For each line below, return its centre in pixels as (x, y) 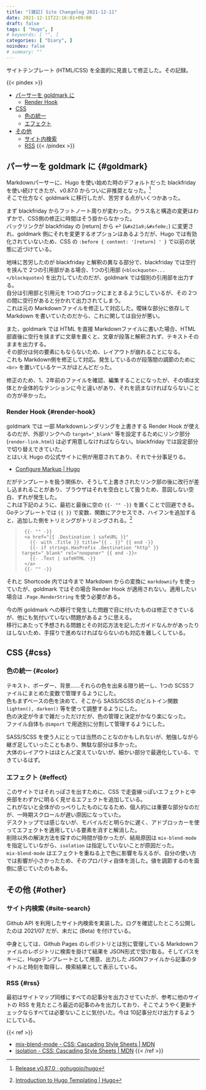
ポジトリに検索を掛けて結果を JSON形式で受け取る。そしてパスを (116, 951)
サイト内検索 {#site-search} (48, 909)
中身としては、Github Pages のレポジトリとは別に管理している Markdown (100, 943)
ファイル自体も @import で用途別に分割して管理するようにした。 (87, 723)
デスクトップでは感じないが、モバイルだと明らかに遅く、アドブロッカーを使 (103, 823)
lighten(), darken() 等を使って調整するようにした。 (74, 708)
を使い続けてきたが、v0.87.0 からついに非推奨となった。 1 (79, 189)
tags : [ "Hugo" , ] (30, 29)
